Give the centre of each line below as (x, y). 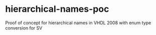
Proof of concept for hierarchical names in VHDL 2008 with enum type (78, 23)
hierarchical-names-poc (57, 9)
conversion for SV (24, 28)
